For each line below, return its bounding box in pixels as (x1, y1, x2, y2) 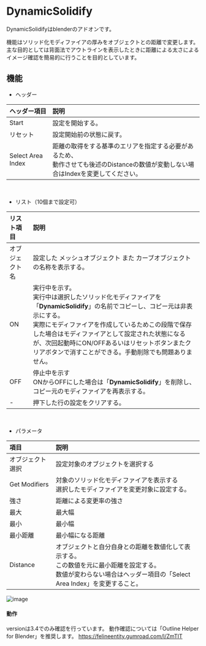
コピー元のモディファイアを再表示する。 (32, 387, 150, 395)
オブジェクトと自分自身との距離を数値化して (55, 542, 185, 551)
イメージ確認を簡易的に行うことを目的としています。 (6, 53, 140, 61)
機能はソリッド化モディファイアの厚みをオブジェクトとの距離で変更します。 (6, 38, 199, 45)
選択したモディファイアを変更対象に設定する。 (55, 485, 191, 493)
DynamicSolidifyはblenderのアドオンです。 (6, 25, 115, 32)
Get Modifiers (9, 480, 49, 488)
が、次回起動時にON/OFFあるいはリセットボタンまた (32, 338, 186, 347)
